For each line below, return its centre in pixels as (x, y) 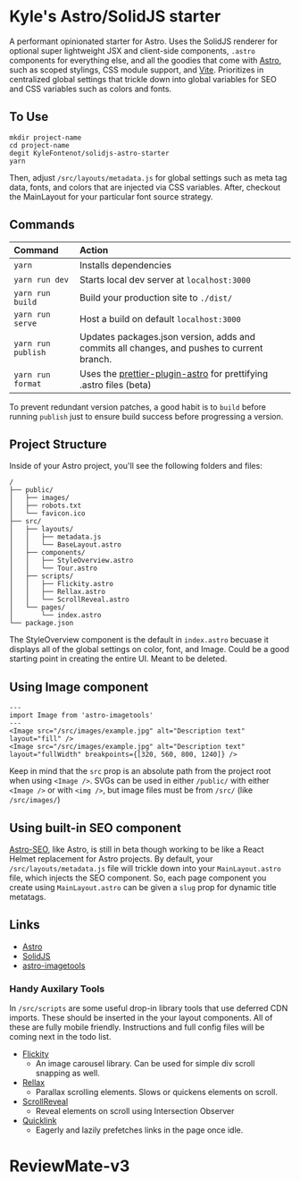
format (28, 383)
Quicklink (39, 1121)
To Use (29, 117)
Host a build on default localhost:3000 (160, 319)
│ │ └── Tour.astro (54, 569)
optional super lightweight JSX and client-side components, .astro (133, 50)
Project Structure (58, 444)
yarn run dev (42, 280)
